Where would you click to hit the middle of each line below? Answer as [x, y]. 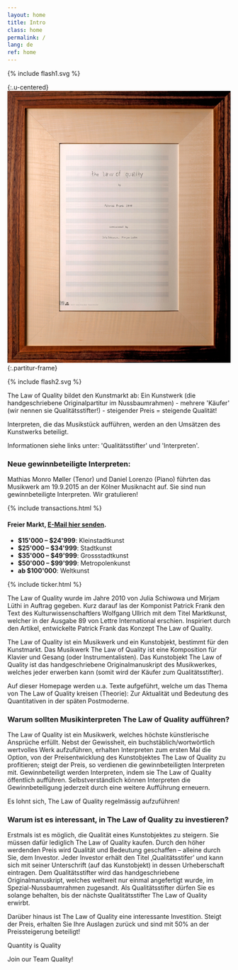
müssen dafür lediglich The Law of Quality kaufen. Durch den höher [106, 843]
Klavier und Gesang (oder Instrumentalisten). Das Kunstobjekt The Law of [115, 657]
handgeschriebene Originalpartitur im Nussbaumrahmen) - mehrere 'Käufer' [119, 403]
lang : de [20, 45]
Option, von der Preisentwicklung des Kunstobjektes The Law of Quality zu [117, 757]
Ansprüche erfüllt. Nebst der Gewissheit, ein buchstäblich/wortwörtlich [111, 742]
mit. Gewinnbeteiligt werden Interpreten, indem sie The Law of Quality [109, 772]
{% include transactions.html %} [55, 508]
